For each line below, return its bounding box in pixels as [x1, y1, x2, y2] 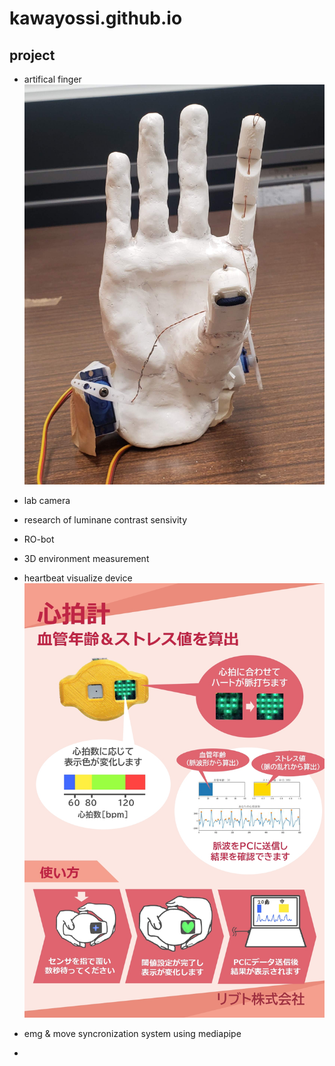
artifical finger [23, 73, 82, 85]
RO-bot [23, 533, 55, 546]
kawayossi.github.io [9, 7, 183, 30]
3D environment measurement [23, 553, 150, 565]
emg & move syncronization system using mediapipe [23, 1027, 242, 1039]
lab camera [23, 495, 71, 507]
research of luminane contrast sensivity [23, 514, 188, 526]
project [9, 47, 56, 64]
